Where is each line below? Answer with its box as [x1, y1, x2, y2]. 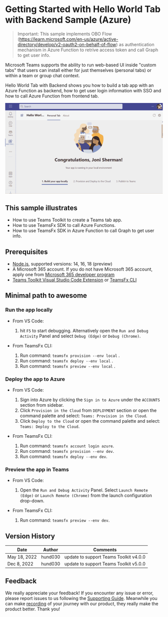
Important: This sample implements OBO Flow [17, 31, 112, 37]
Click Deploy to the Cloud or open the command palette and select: [19, 418, 160, 424]
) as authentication [115, 41, 155, 47]
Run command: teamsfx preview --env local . [19, 363, 115, 369]
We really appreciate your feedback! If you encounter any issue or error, [5, 590, 154, 596]
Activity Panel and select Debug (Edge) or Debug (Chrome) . [19, 333, 141, 339]
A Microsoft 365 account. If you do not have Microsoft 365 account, [12, 266, 153, 272]
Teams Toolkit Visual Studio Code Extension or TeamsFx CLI [12, 277, 137, 283]
